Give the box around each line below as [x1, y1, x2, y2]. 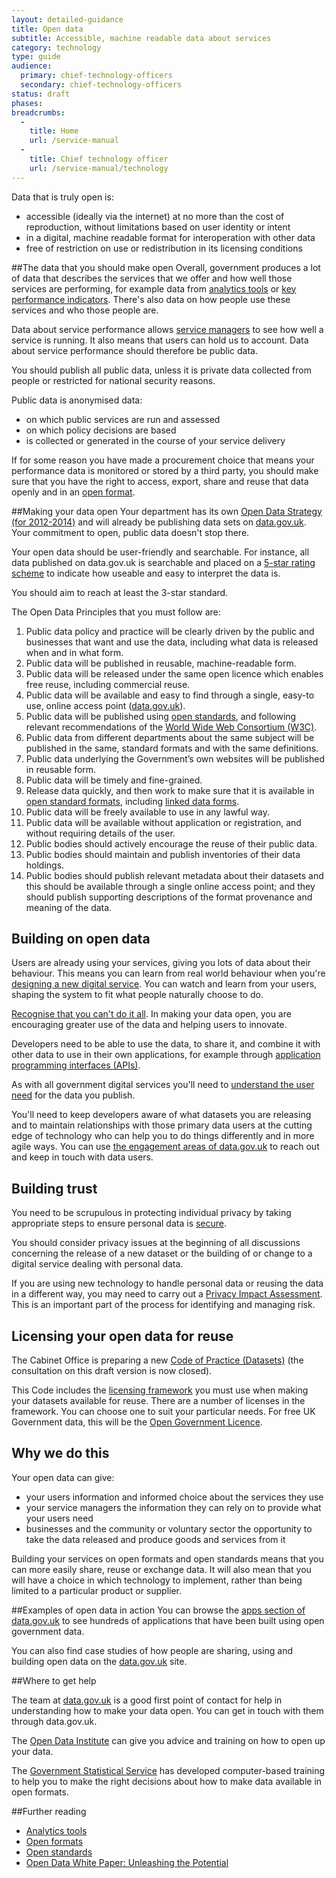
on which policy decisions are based [25, 424, 177, 436]
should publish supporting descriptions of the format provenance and [25, 891, 313, 903]
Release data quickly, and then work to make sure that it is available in [25, 784, 315, 796]
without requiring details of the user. [25, 827, 176, 839]
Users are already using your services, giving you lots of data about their [11, 957, 312, 969]
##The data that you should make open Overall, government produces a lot [11, 261, 321, 273]
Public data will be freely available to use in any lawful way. [25, 806, 271, 818]
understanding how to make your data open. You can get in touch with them [11, 1704, 324, 1716]
